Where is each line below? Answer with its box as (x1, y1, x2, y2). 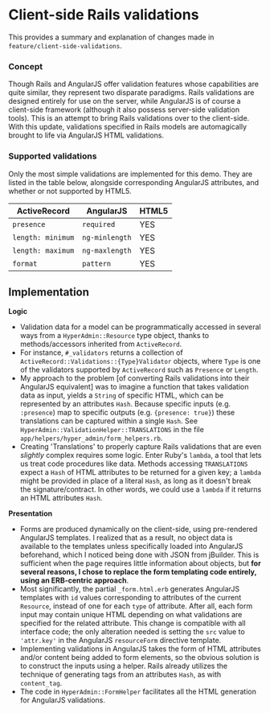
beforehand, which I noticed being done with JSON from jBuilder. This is (19, 550, 260, 560)
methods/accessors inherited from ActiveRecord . (19, 340, 182, 349)
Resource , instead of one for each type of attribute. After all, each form (19, 601, 253, 611)
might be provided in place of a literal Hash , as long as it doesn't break (19, 476, 252, 486)
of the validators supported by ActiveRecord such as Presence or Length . (19, 365, 259, 375)
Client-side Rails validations (8, 6, 199, 24)
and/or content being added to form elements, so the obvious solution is (19, 653, 260, 662)
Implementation (8, 285, 90, 299)
